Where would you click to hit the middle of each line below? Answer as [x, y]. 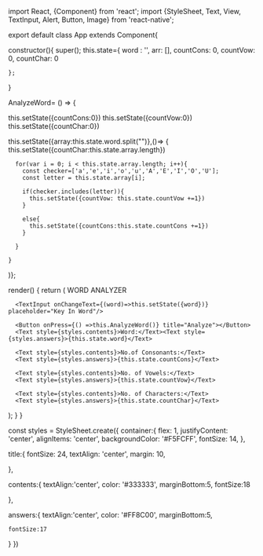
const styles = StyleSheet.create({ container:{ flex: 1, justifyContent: [118, 430]
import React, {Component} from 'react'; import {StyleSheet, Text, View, [125, 11]
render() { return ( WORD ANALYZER [68, 290]
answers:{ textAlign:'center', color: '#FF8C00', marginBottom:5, [111, 515]
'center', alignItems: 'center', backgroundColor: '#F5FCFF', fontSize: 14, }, [127, 439]
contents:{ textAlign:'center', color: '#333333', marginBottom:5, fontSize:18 [130, 485]
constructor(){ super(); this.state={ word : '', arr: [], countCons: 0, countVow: [132, 50]
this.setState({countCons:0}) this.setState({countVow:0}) [100, 118]
